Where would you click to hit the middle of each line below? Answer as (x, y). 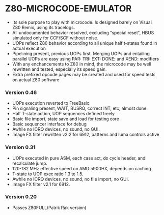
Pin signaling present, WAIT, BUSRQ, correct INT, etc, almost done (79, 108)
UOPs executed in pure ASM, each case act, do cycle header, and (79, 158)
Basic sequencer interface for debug (49, 124)
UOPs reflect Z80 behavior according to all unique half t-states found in (84, 43)
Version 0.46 (21, 92)
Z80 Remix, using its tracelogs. (43, 27)
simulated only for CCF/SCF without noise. (55, 38)
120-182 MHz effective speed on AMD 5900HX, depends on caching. (82, 168)
